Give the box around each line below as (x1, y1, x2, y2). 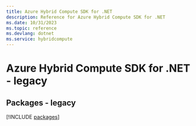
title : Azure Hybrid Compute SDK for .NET (6, 8, 113, 15)
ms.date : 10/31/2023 (6, 20, 57, 25)
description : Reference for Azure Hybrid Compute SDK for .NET (6, 14, 166, 20)
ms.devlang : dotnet (6, 31, 54, 37)
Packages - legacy (6, 98, 76, 108)
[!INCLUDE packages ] (6, 114, 60, 120)
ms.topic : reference (6, 25, 57, 31)
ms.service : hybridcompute (6, 36, 73, 42)
